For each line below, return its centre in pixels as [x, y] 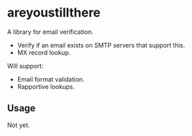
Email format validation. [51, 79]
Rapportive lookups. [46, 86]
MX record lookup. [44, 52]
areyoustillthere [54, 13]
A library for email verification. [50, 32]
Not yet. [18, 125]
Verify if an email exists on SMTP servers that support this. [101, 45]
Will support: [25, 66]
